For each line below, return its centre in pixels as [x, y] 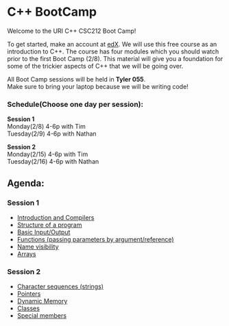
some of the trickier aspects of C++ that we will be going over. [95, 66]
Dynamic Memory [42, 301]
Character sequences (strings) [60, 287]
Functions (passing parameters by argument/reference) [95, 239]
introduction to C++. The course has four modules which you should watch [113, 51]
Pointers [29, 294]
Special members [42, 316]
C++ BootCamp [52, 12]
